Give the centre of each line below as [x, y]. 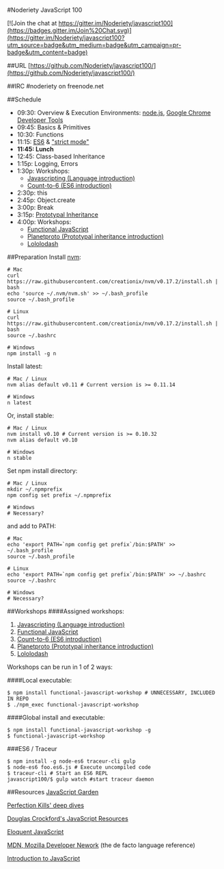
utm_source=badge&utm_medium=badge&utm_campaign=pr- [94, 45]
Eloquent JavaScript [36, 832]
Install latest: [25, 366]
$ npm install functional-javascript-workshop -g [79, 730]
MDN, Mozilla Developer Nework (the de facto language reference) [101, 845]
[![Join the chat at [32, 23]
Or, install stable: [31, 415]
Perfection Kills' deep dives [45, 805]
